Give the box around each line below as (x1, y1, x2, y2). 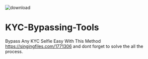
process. (5, 48, 23, 54)
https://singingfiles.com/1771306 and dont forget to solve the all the (5, 43, 144, 49)
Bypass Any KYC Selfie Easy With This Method (5, 38, 101, 44)
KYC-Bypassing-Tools (5, 22, 99, 33)
